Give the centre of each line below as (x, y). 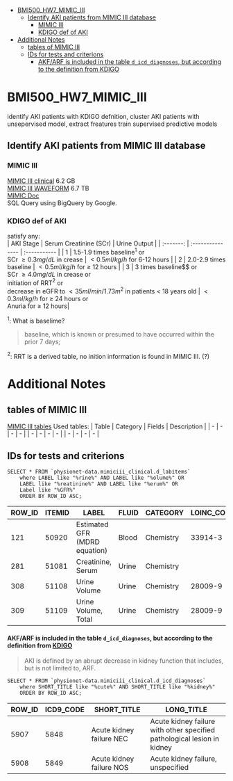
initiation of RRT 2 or (35, 282)
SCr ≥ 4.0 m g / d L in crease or (49, 274)
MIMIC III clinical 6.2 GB (41, 181)
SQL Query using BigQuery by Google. (62, 203)
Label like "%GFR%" (48, 490)
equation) (92, 551)
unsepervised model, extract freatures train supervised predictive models (112, 124)
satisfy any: (24, 236)
